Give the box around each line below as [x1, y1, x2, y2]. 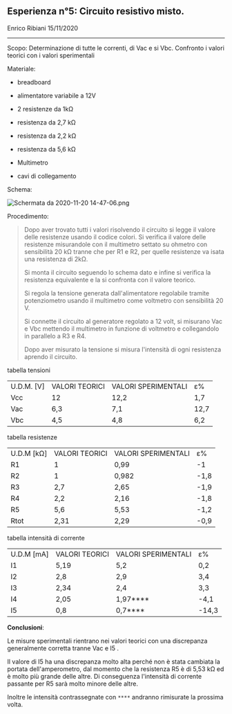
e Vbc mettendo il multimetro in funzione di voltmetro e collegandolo [23, 324, 220, 333]
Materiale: [7, 64, 36, 73]
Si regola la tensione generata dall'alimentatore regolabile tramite [23, 289, 209, 297]
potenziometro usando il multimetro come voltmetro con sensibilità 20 [23, 296, 224, 304]
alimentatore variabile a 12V [17, 91, 97, 100]
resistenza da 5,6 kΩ [17, 145, 76, 153]
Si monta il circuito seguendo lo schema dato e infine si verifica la [23, 268, 211, 276]
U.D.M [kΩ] [10, 448, 48, 458]
